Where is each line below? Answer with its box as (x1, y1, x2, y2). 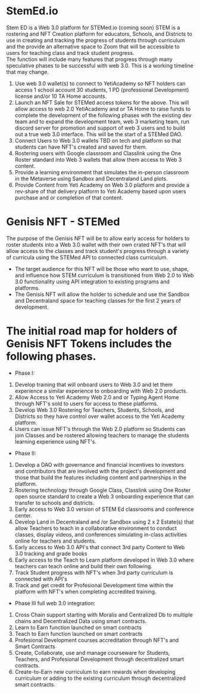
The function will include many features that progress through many (6, 56, 173, 63)
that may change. (6, 68, 49, 75)
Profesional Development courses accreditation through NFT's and (14, 636, 179, 643)
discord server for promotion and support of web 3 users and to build (14, 124, 186, 131)
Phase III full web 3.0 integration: (14, 599, 96, 606)
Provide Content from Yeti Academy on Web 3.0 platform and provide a (14, 181, 189, 189)
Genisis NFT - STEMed (6, 215, 120, 229)
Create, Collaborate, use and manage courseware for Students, (14, 649, 170, 656)
